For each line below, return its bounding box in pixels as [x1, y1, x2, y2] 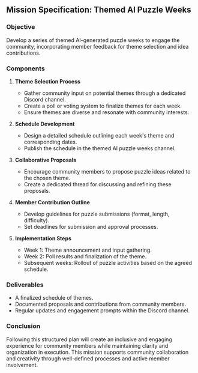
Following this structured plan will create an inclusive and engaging [6, 336, 172, 343]
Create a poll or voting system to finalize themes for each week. [23, 102, 182, 109]
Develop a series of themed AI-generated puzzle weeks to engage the [6, 36, 180, 44]
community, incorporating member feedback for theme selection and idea [6, 43, 189, 50]
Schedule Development [14, 120, 75, 127]
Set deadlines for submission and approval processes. [23, 223, 158, 230]
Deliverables [6, 281, 44, 289]
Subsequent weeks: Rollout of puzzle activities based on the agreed [23, 259, 192, 266]
